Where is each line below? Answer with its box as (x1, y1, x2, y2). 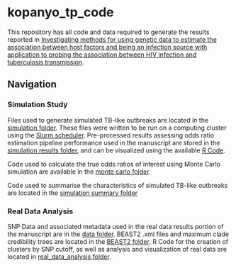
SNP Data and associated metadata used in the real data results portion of (7, 222, 224, 230)
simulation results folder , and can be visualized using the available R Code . (7, 146, 225, 155)
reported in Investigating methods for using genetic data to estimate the (7, 35, 218, 43)
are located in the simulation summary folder (7, 189, 138, 197)
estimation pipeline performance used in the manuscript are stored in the (7, 138, 220, 147)
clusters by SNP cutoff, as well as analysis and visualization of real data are (7, 245, 227, 253)
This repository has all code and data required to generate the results (7, 28, 210, 36)
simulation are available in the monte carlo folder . (7, 167, 151, 176)
